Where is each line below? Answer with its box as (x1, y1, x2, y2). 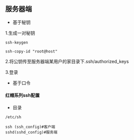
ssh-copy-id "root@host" (5, 49, 58, 54)
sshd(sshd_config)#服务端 (5, 130, 58, 135)
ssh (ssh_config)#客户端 (5, 124, 56, 130)
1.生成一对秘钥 (5, 30, 35, 36)
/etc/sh (5, 115, 22, 120)
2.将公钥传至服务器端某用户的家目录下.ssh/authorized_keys (5, 58, 129, 64)
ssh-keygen (5, 40, 28, 45)
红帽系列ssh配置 (5, 92, 40, 99)
